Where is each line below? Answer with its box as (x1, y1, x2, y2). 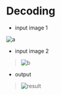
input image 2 (14, 47, 49, 55)
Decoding (6, 4, 56, 18)
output (14, 70, 32, 78)
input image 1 (14, 24, 48, 31)
